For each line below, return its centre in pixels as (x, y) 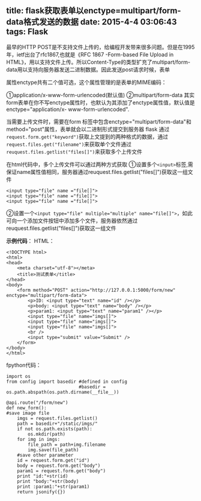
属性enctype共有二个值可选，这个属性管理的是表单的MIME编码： (86, 82)
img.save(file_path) (53, 450)
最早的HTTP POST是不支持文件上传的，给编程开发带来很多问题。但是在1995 (100, 47)
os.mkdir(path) (47, 434)
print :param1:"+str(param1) (53, 487)
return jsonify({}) (41, 492)
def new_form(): (26, 408)
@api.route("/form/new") (37, 403)
